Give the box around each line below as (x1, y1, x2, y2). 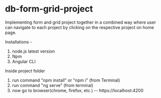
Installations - (5, 39, 32, 44)
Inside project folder (5, 68, 45, 73)
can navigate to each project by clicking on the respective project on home (5, 24, 154, 30)
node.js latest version (12, 48, 55, 54)
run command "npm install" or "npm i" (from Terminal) (12, 77, 120, 83)
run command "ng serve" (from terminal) (12, 82, 93, 88)
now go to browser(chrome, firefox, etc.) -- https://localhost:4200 (12, 87, 144, 93)
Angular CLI (12, 58, 36, 64)
